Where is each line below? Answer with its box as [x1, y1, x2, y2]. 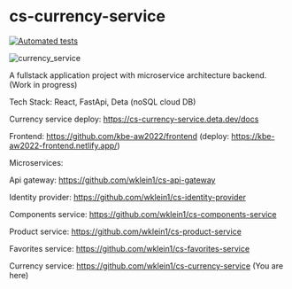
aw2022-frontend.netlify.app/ [9, 140, 118, 151]
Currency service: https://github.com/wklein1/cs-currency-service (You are [9, 260, 284, 271]
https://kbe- [231, 130, 275, 141]
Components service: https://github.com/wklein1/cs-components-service [9, 208, 277, 219]
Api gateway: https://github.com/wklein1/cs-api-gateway [9, 175, 216, 185]
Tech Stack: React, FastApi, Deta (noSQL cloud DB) [9, 96, 196, 107]
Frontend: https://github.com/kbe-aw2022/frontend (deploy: [9, 130, 230, 141]
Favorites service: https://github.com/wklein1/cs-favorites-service [9, 243, 250, 254]
